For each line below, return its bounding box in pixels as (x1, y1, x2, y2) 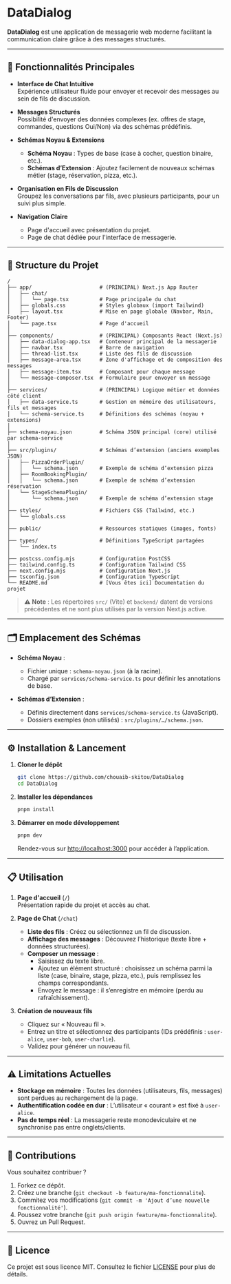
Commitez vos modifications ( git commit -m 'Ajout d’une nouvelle (16, 1196, 210, 1204)
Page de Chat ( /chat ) (16, 914, 78, 922)
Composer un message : (27, 949, 99, 957)
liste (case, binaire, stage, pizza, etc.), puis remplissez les (37, 971, 201, 979)
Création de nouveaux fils (16, 1006, 93, 1015)
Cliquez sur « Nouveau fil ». (27, 1020, 107, 1028)
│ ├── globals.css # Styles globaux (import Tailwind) (7, 302, 205, 309)
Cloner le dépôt (16, 760, 63, 769)
